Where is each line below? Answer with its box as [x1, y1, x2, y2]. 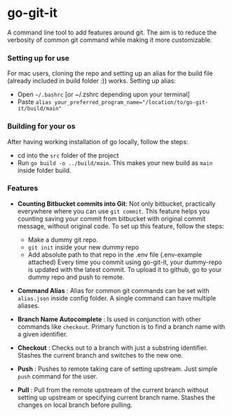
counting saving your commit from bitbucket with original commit [17, 214, 206, 223]
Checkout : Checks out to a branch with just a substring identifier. [17, 343, 208, 352]
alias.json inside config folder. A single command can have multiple [17, 294, 217, 302]
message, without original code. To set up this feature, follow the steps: [17, 221, 224, 230]
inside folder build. [17, 166, 71, 174]
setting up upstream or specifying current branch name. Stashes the [17, 393, 216, 401]
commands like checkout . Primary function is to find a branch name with [17, 322, 226, 331]
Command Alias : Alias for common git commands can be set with [17, 286, 210, 294]
